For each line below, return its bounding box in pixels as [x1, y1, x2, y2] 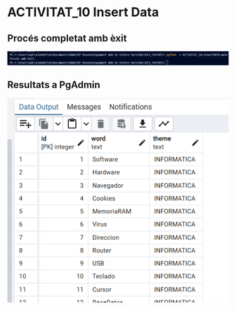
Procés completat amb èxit [7, 32, 127, 44]
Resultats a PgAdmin [7, 79, 100, 91]
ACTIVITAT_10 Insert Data [7, 4, 159, 20]
